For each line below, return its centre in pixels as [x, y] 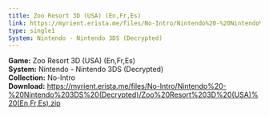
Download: [27, 86]
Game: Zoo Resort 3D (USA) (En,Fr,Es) [72, 61]
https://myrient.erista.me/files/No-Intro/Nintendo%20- [137, 86]
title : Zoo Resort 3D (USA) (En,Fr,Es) [75, 16]
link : [17, 23]
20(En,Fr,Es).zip [35, 103]
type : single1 [32, 30]
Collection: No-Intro [42, 78]
